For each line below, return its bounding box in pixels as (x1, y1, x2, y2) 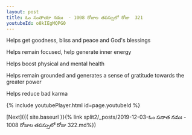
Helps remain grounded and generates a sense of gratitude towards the (6, 72, 185, 79)
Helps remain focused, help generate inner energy (6, 48, 132, 56)
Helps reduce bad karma (6, 90, 68, 97)
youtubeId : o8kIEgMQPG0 (6, 20, 66, 26)
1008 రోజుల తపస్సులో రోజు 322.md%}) (6, 122, 97, 129)
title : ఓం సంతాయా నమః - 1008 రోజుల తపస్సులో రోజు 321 (6, 15, 143, 21)
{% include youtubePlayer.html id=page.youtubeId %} (6, 102, 141, 109)
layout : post (6, 8, 39, 15)
